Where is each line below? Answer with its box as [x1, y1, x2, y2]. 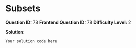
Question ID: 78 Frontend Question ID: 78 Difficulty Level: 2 [5, 19, 131, 25]
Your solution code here [5, 38, 57, 44]
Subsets [5, 3, 41, 14]
